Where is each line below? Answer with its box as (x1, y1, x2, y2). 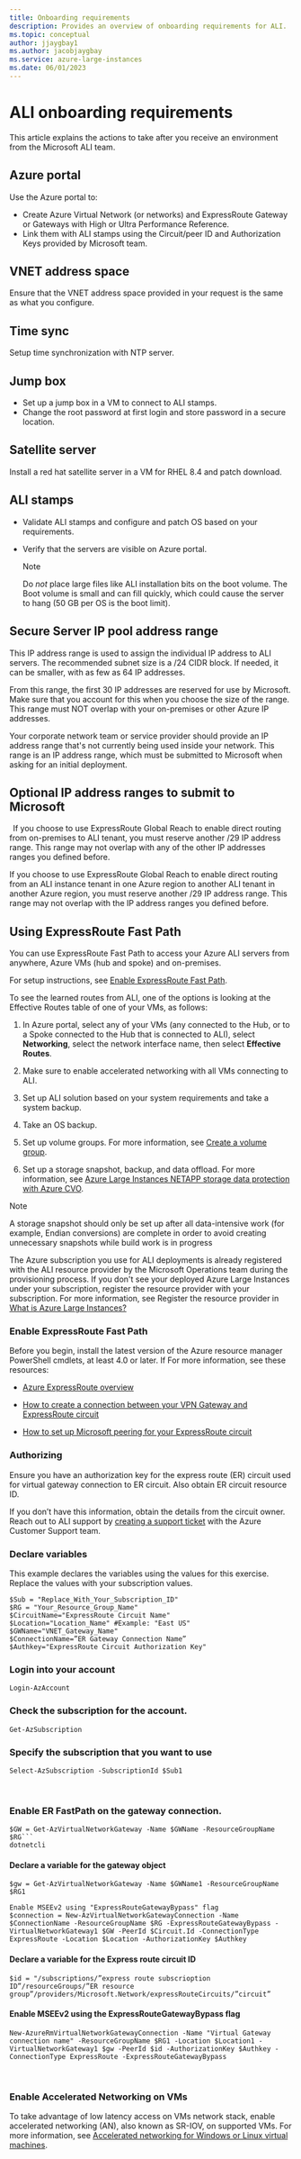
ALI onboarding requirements (9, 103, 234, 122)
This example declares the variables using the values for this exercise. (9, 1568, 270, 1579)
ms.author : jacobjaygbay (9, 47, 102, 56)
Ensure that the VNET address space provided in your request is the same (9, 287, 284, 298)
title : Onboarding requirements (9, 13, 130, 23)
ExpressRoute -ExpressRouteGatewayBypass (69, 2052, 227, 2061)
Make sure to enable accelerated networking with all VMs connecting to (22, 1066, 289, 1076)
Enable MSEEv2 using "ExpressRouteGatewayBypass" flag (9, 1903, 219, 1912)
